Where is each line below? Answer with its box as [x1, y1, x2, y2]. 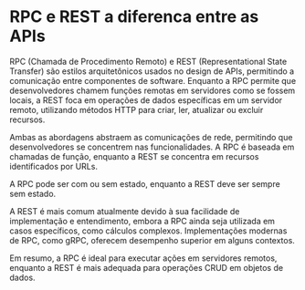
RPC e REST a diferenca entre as [9, 6, 259, 27]
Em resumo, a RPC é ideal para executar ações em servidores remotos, [9, 253, 278, 264]
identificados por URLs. [9, 161, 99, 171]
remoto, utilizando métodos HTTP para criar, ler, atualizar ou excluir [9, 104, 264, 115]
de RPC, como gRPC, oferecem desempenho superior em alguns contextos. [9, 234, 295, 245]
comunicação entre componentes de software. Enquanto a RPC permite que [9, 75, 297, 86]
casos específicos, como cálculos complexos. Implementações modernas [9, 225, 288, 236]
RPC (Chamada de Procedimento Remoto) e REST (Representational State [9, 56, 288, 67]
